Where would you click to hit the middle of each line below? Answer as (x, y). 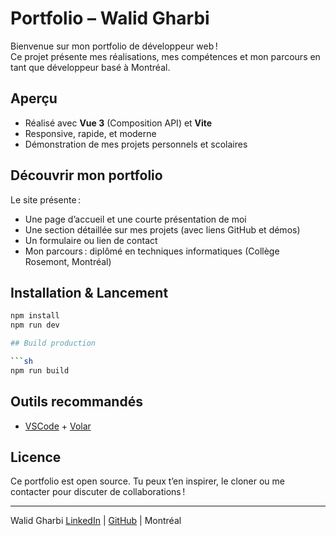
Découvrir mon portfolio (86, 175)
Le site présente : (46, 199)
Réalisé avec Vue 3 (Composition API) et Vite (118, 123)
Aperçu (34, 98)
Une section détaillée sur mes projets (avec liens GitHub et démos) (162, 229)
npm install (35, 316)
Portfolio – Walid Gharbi (110, 18)
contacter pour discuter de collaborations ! (98, 492)
